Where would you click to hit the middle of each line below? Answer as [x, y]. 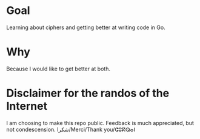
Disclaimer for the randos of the [88, 93]
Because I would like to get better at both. [58, 69]
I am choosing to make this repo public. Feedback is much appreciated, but [100, 123]
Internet [27, 106]
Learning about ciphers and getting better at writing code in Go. [86, 27]
